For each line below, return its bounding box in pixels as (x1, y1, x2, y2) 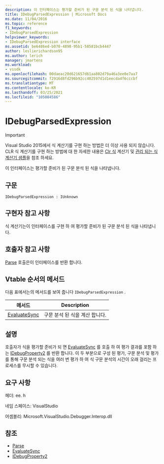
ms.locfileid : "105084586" (5, 94, 61, 99)
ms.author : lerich (5, 53, 43, 58)
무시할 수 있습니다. (22, 363, 58, 369)
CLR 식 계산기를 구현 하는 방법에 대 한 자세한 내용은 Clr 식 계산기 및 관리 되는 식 (5, 149, 158, 155)
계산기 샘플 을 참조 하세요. (5, 155, 54, 161)
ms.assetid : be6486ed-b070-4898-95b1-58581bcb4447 (5, 44, 111, 49)
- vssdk (5, 67, 21, 72)
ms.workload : (5, 62, 32, 67)
